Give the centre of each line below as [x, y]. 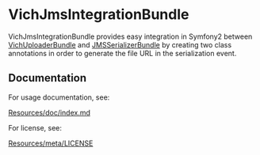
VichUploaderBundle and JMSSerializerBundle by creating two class [120, 44]
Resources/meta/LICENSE [51, 143]
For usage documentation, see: [59, 97]
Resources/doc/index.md [50, 112]
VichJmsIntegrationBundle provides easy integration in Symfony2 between [130, 36]
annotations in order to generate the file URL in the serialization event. [122, 53]
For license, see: [35, 127]
